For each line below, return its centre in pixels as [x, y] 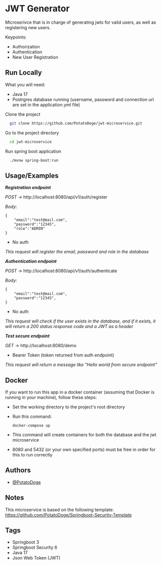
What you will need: [25, 84]
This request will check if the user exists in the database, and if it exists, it [80, 321]
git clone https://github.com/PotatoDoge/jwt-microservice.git [76, 123]
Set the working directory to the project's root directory [68, 407]
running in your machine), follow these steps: [51, 397]
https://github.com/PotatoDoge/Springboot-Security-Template [68, 515]
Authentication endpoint [31, 261]
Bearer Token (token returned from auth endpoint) [63, 355]
